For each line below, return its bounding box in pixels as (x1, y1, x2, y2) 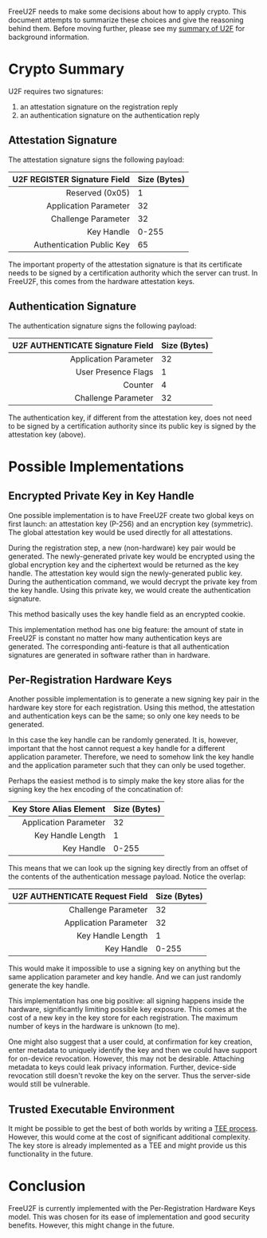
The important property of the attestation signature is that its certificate (8, 259, 243, 269)
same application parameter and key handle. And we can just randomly (8, 972, 241, 982)
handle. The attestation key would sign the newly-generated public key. (8, 568, 243, 578)
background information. (8, 32, 90, 42)
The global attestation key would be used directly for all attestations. (8, 527, 234, 537)
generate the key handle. (8, 981, 90, 991)
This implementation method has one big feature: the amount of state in (8, 624, 244, 634)
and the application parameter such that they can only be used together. (8, 761, 245, 770)
